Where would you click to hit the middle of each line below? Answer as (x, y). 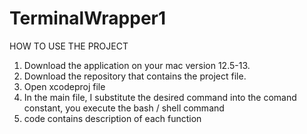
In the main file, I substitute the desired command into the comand (160, 97)
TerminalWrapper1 (88, 18)
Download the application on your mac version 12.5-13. (137, 65)
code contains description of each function (112, 118)
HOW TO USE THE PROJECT (69, 46)
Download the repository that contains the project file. (135, 76)
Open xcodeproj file (64, 86)
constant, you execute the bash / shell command (124, 108)
